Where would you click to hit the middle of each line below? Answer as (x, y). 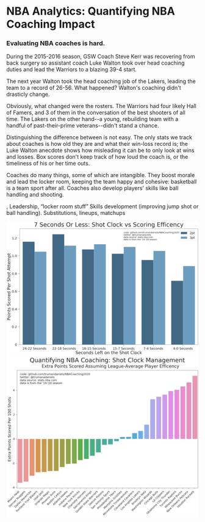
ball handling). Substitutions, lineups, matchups (66, 213)
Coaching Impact (51, 24)
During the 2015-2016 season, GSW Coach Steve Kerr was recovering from (101, 57)
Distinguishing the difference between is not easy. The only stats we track (99, 137)
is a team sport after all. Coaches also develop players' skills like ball (92, 188)
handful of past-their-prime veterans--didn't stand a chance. (83, 126)
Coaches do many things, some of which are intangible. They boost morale (101, 175)
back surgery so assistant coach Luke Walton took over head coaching (95, 63)
